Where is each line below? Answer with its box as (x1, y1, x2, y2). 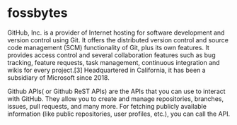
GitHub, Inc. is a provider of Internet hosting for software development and (7, 28, 225, 37)
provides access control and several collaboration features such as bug (7, 51, 216, 59)
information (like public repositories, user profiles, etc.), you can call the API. (7, 109, 231, 118)
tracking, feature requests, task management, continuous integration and (7, 58, 221, 66)
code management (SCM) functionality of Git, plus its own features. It (7, 43, 210, 52)
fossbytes (7, 5, 68, 21)
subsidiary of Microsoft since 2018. (7, 73, 110, 82)
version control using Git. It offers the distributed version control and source (7, 35, 229, 44)
